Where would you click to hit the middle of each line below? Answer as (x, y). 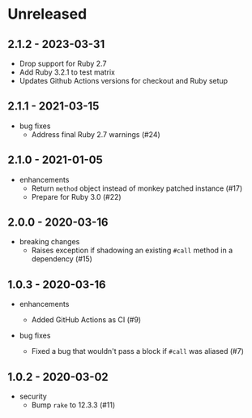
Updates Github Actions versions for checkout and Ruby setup (124, 81)
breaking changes (49, 242)
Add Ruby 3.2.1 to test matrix (67, 72)
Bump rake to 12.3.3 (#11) (73, 405)
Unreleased (47, 14)
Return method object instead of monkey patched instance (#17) (137, 188)
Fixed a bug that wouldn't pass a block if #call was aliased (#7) (138, 351)
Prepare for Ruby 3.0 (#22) (77, 196)
